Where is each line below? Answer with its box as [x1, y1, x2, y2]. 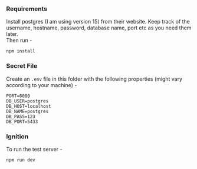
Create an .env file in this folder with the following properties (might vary [6, 75, 183, 82]
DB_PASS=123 [6, 114, 35, 120]
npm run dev [6, 157, 35, 163]
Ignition [6, 132, 29, 140]
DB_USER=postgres [6, 98, 49, 104]
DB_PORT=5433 [6, 118, 38, 125]
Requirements [6, 5, 48, 13]
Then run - [6, 37, 32, 44]
